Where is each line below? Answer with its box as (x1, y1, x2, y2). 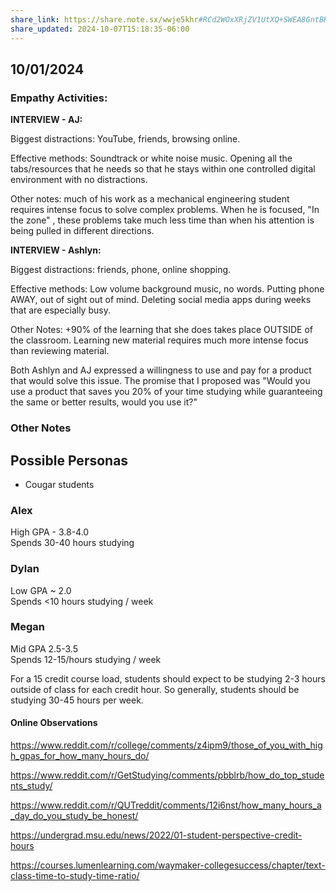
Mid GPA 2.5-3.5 (10, 642, 78, 655)
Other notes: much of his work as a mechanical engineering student (10, 193, 290, 205)
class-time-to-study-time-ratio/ (10, 870, 140, 882)
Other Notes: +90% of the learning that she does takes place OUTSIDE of (10, 324, 313, 336)
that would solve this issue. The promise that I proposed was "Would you (10, 375, 311, 387)
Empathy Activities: (10, 91, 108, 105)
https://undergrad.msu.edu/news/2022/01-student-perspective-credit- (10, 829, 303, 841)
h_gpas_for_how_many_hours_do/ (10, 750, 150, 762)
